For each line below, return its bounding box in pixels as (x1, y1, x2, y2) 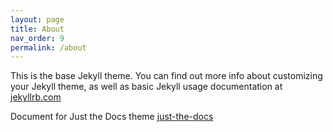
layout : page (10, 14, 65, 25)
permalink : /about (10, 42, 87, 53)
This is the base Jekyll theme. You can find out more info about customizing (10, 70, 323, 82)
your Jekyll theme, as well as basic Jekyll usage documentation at (10, 81, 283, 93)
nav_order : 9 (10, 33, 65, 43)
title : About (10, 24, 65, 34)
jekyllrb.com (10, 91, 62, 103)
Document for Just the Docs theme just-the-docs (10, 111, 214, 123)
